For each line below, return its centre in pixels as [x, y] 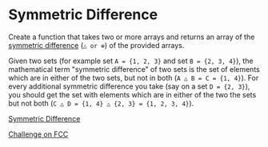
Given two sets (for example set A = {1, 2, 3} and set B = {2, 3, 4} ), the [131, 61]
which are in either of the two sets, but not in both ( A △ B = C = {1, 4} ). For [134, 77]
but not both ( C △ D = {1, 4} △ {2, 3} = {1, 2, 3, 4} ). [101, 103]
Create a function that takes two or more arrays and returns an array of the [132, 37]
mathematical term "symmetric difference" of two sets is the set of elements [134, 69]
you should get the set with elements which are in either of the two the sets [132, 94]
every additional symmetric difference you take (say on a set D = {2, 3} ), [129, 86]
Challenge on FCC [38, 134]
